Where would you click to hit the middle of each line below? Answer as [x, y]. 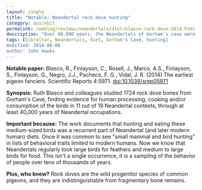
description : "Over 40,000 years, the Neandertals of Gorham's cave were [101, 34]
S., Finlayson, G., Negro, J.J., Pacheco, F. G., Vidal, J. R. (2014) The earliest [100, 74]
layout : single [25, 12]
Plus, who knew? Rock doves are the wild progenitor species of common [97, 174]
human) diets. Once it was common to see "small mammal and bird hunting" [101, 136]
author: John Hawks [31, 51]
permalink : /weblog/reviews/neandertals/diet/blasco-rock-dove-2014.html [101, 29]
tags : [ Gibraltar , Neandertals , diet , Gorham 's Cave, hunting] [87, 40]
